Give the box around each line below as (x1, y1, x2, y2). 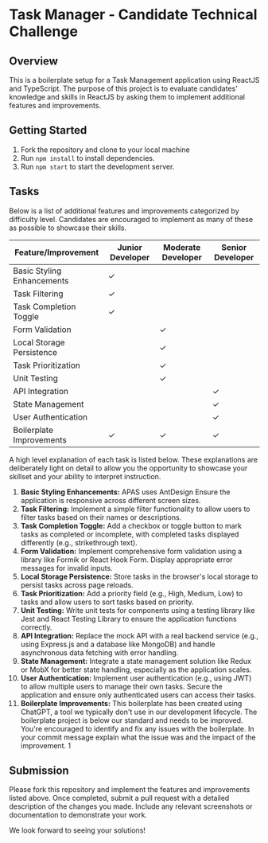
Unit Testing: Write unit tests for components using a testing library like (20, 605, 255, 615)
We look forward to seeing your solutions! (9, 825, 146, 835)
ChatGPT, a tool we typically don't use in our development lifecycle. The (20, 707, 258, 716)
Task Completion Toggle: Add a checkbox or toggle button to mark (20, 521, 242, 530)
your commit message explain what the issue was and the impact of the (20, 732, 256, 742)
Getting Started (9, 123, 87, 137)
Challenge (9, 22, 79, 41)
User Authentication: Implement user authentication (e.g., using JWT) (20, 673, 252, 682)
